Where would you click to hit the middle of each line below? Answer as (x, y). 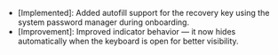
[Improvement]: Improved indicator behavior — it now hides (127, 31)
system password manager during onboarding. (103, 22)
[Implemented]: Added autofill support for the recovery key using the (143, 13)
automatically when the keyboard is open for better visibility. (128, 41)
